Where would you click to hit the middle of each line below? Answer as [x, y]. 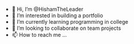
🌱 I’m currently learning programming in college [70, 22]
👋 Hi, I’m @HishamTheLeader [47, 9]
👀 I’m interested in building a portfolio [58, 15]
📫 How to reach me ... [39, 35]
